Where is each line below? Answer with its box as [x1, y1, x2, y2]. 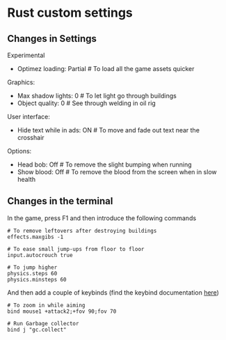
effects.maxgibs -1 [7, 233, 64, 240]
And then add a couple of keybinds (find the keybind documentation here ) [7, 288, 219, 297]
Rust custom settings [7, 5, 134, 21]
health [17, 176, 36, 183]
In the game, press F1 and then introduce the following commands [7, 214, 197, 222]
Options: [7, 147, 32, 155]
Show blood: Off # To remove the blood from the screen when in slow [17, 168, 217, 176]
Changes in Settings [7, 33, 97, 45]
